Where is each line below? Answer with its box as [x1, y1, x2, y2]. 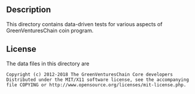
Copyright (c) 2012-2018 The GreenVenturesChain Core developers [6, 71, 173, 77]
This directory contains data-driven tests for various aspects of [6, 20, 163, 27]
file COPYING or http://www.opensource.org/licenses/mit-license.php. [6, 82, 187, 88]
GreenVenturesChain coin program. [6, 27, 94, 34]
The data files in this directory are [6, 59, 90, 67]
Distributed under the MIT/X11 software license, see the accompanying [6, 77, 189, 83]
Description [6, 5, 51, 15]
